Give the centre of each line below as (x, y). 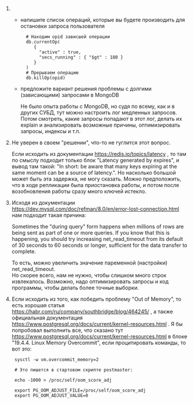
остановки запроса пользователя (62, 26)
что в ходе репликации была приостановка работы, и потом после (95, 185)
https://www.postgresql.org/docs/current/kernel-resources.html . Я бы (97, 324)
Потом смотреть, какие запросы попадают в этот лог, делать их (101, 119)
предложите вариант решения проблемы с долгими (86, 89)
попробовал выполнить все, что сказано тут (67, 330)
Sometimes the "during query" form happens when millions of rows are (98, 226)
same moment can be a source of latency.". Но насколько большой (94, 173)
